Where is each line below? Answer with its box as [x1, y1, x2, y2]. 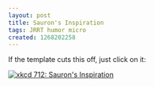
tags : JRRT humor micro [8, 26, 87, 34]
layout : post [8, 11, 51, 20]
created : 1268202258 [8, 33, 77, 42]
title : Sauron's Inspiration [8, 19, 104, 27]
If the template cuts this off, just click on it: [8, 55, 146, 64]
